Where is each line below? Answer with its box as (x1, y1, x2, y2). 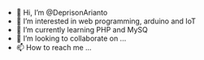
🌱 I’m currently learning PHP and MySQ (15, 25, 148, 34)
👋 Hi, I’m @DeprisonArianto (15, 8, 108, 17)
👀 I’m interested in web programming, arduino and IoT (15, 16, 197, 26)
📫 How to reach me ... (15, 43, 92, 52)
